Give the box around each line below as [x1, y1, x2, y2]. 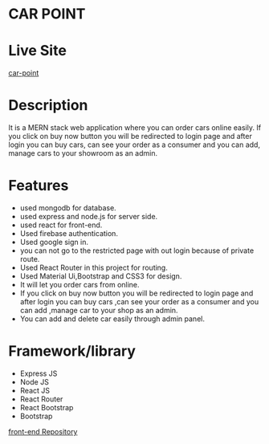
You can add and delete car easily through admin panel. [19, 314, 205, 324]
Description [8, 96, 88, 115]
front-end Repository [8, 426, 78, 436]
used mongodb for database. [19, 203, 116, 213]
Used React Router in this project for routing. [19, 263, 169, 272]
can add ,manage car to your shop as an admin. [19, 306, 178, 315]
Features [8, 177, 69, 195]
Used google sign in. [19, 238, 88, 246]
